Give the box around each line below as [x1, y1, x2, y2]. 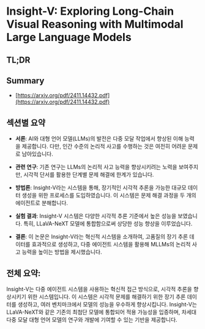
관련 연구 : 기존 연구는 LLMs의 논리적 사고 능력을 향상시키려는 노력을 [15, 164, 177, 171]
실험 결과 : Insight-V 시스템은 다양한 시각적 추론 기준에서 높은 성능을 [15, 213, 177, 220]
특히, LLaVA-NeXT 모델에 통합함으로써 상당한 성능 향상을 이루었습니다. [23, 220, 193, 227]
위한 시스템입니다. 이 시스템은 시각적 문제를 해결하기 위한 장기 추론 [27, 293, 186, 301]
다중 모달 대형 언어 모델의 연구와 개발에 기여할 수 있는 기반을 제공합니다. [6, 316, 177, 323]
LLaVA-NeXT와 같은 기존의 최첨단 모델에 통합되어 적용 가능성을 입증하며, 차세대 [6, 308, 197, 316]
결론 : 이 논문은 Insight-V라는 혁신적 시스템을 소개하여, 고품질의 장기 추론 [15, 233, 188, 240]
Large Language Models [6, 31, 132, 44]
